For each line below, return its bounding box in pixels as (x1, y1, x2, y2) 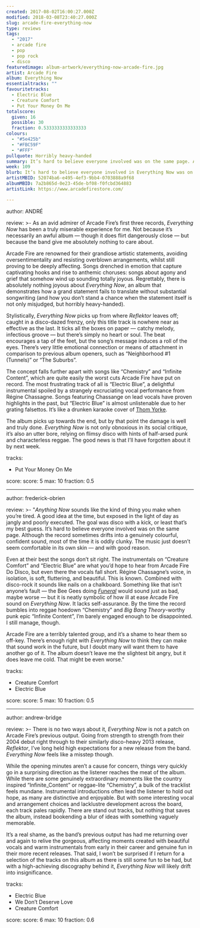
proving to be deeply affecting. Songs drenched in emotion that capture (6, 262, 182, 269)
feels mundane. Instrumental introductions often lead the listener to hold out (6, 787, 192, 794)
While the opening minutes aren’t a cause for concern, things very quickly (6, 762, 187, 769)
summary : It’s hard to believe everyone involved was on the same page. (6, 159, 190, 165)
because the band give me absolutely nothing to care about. (6, 238, 154, 245)
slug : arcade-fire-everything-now (6, 20, 92, 26)
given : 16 (11, 114, 36, 120)
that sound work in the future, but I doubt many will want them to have (6, 643, 179, 650)
